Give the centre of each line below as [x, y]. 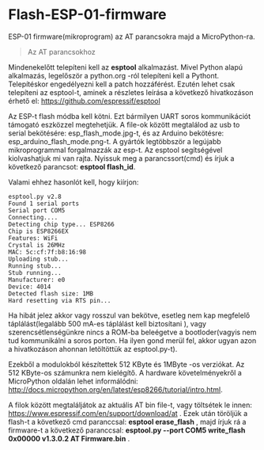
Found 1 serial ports [44, 204]
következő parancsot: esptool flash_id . [72, 166]
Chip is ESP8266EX [38, 231]
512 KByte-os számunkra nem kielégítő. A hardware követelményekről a [125, 372]
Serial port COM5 [37, 210]
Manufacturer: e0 [37, 280]
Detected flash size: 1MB [51, 294]
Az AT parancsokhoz [62, 51]
